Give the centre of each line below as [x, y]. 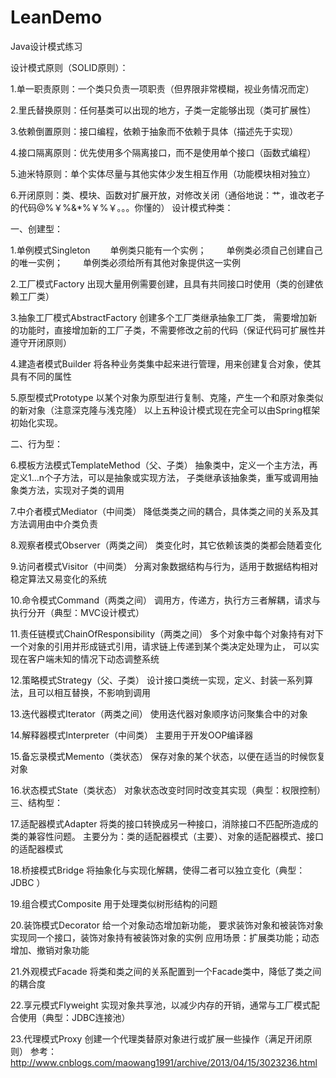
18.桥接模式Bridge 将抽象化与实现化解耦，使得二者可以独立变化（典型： [158, 870]
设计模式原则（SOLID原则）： [69, 67]
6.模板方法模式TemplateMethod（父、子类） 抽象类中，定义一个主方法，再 [164, 465]
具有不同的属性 [41, 376]
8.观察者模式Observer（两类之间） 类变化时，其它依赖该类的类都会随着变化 [166, 545]
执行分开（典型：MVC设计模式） [77, 612]
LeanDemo [56, 17]
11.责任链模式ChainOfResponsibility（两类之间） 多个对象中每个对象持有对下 [167, 633]
